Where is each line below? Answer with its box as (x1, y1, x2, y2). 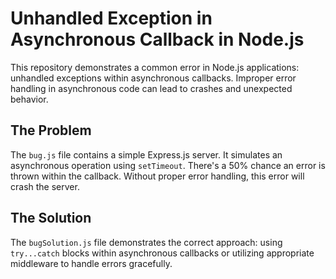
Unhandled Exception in (10, 7, 213, 30)
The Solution (10, 210, 92, 227)
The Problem (10, 122, 92, 139)
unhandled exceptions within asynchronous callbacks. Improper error (10, 72, 297, 84)
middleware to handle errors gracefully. (10, 257, 173, 269)
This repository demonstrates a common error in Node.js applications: (10, 61, 300, 73)
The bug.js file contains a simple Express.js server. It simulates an (10, 148, 283, 161)
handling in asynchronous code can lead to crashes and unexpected (10, 82, 293, 94)
